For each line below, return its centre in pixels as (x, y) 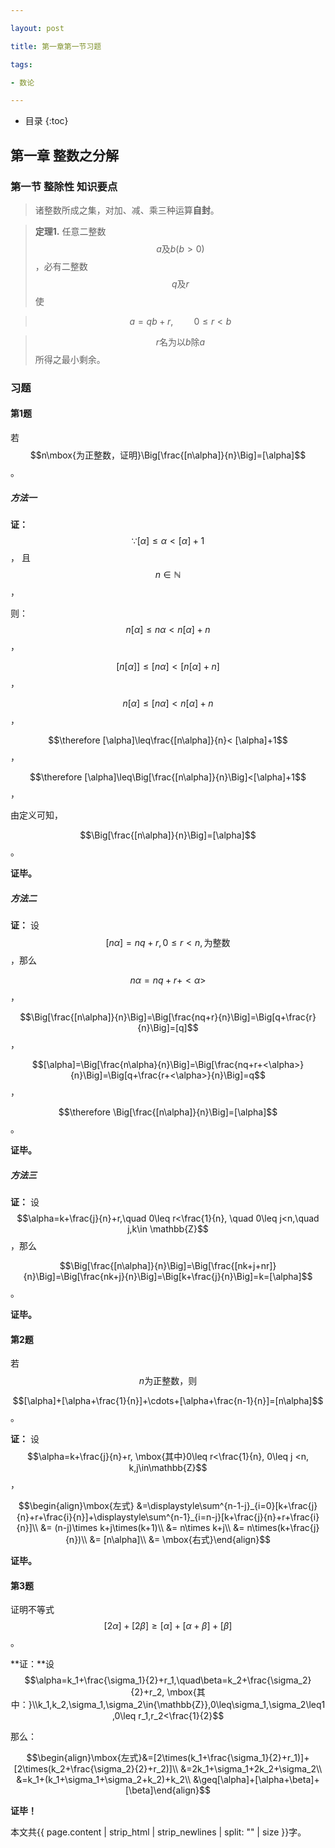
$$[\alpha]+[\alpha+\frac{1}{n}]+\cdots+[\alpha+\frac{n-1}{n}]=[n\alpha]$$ (168, 1401)
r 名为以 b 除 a (180, 342)
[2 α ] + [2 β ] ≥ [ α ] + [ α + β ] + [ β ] (168, 1626)
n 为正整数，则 (168, 1381)
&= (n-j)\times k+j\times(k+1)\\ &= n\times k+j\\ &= (142, 1528)
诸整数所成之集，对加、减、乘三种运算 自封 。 (127, 210)
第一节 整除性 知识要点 (64, 186)
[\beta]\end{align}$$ (168, 1790)
